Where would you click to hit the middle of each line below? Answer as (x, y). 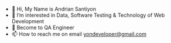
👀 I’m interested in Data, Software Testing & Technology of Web (88, 15)
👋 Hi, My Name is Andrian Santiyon (54, 9)
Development (28, 21)
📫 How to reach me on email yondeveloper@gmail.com (79, 34)
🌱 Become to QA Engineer (43, 27)
